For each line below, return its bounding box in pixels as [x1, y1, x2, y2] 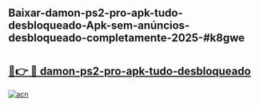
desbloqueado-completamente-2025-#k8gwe [8, 31, 245, 45]
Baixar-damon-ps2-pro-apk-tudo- [8, 6, 184, 20]
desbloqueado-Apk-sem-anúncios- [8, 19, 190, 33]
